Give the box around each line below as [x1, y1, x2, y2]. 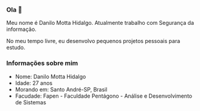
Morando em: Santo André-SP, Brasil [15, 86, 108, 93]
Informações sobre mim [6, 59, 78, 67]
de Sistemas [15, 98, 47, 106]
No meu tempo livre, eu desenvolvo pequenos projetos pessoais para [6, 38, 181, 45]
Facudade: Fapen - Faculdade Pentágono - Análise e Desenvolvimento [15, 92, 193, 99]
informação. [6, 25, 36, 33]
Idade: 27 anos [15, 79, 53, 87]
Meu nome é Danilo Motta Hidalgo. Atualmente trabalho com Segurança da [6, 19, 195, 27]
